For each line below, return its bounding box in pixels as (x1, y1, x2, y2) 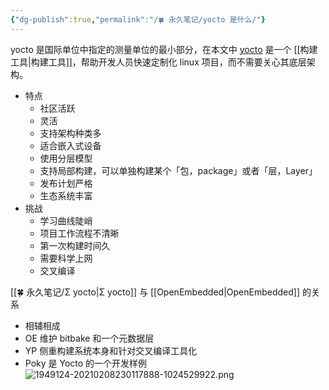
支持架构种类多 (39, 127, 102, 139)
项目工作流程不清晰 (39, 227, 120, 239)
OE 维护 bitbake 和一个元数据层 (24, 332, 155, 344)
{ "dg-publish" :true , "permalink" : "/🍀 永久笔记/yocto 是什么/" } (10, 14, 266, 25)
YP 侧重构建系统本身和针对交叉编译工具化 (24, 344, 198, 356)
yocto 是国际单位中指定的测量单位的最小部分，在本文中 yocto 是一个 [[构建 (10, 43, 318, 55)
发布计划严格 (39, 177, 93, 189)
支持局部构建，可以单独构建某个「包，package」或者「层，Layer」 (39, 164, 318, 176)
